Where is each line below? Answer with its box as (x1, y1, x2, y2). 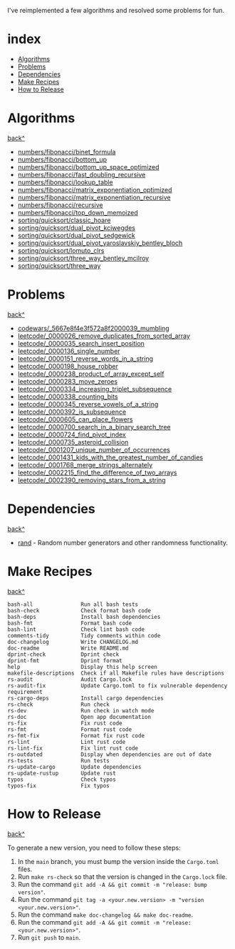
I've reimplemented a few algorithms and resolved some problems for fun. (7, 6, 225, 14)
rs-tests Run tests (7, 757, 110, 764)
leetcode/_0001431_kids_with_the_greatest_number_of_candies (17, 453, 204, 462)
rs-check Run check (7, 700, 110, 708)
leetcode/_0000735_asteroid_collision (17, 437, 129, 446)
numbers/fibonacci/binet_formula (17, 147, 116, 156)
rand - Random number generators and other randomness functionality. (17, 538, 229, 547)
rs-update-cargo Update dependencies (7, 763, 142, 770)
